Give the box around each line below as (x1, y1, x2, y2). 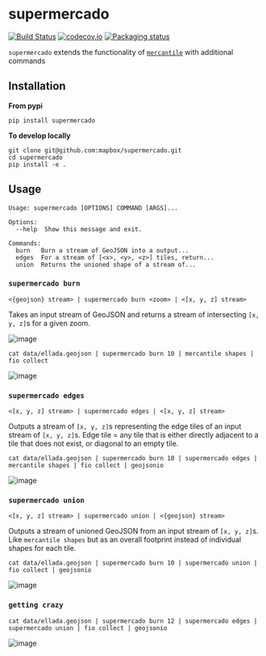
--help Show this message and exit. (15, 225, 143, 233)
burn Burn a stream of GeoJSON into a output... (15, 246, 189, 255)
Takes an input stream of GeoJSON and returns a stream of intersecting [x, (8, 309, 260, 320)
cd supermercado (8, 153, 63, 162)
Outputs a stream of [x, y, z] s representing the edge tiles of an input (8, 421, 242, 431)
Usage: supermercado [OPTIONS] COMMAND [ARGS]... (8, 204, 179, 212)
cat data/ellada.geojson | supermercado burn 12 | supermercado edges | (8, 616, 258, 625)
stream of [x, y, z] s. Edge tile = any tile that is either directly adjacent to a (8, 430, 260, 440)
